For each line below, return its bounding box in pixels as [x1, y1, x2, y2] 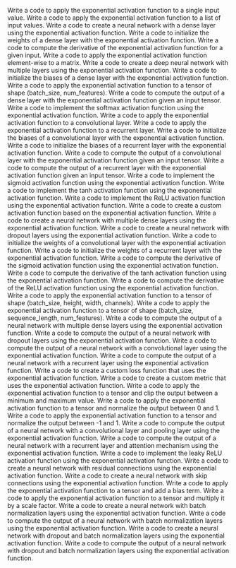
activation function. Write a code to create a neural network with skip [7, 471, 208, 480]
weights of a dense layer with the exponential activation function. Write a [7, 36, 219, 45]
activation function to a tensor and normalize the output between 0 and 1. [7, 404, 221, 412]
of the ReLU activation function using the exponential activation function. [7, 284, 219, 292]
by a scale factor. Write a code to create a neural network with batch [7, 502, 206, 509]
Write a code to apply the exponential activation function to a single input [7, 6, 220, 14]
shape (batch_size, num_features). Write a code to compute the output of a [7, 88, 225, 97]
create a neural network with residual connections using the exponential [7, 464, 217, 472]
